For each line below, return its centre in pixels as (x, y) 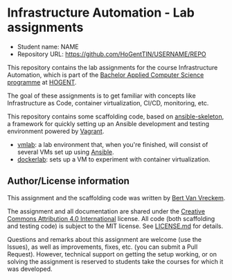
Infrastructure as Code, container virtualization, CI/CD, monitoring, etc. (108, 103)
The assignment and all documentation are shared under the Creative (106, 211)
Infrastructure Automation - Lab (101, 13)
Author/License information (69, 181)
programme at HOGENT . (42, 82)
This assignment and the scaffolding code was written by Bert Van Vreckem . (116, 198)
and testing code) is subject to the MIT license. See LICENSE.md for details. (115, 226)
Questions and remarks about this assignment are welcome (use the (105, 239)
